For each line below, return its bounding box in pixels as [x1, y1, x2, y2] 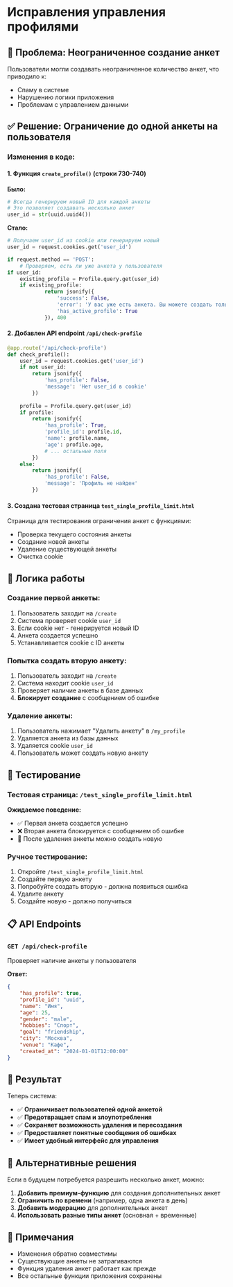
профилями [7, 19, 79, 35]
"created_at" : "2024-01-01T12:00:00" [19, 1048, 129, 1055]
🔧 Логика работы [7, 572, 85, 584]
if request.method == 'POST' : [7, 256, 95, 263]
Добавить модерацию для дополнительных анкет [17, 1204, 168, 1212]
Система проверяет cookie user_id [17, 616, 121, 624]
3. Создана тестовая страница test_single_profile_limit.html [7, 501, 195, 510]
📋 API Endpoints [7, 918, 82, 930]
